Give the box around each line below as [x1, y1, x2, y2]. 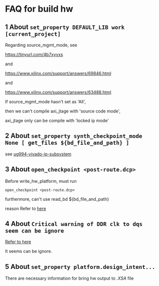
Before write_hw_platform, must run [5, 178, 77, 184]
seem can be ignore [5, 228, 64, 234]
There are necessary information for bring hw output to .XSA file [5, 275, 134, 281]
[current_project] [5, 30, 61, 38]
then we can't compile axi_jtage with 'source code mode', [5, 108, 121, 114]
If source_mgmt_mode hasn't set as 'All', [5, 99, 86, 104]
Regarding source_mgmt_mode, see [5, 42, 77, 48]
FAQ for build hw [5, 3, 73, 15]
